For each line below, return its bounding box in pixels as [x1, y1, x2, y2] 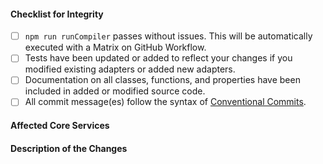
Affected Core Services [10, 120, 110, 132]
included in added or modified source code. [24, 85, 206, 97]
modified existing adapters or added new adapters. [24, 63, 236, 75]
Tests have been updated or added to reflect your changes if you [24, 52, 293, 64]
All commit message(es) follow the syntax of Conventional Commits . [24, 96, 307, 108]
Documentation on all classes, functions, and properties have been [24, 74, 301, 86]
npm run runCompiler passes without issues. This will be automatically [24, 30, 313, 42]
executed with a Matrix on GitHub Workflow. [24, 41, 207, 54]
